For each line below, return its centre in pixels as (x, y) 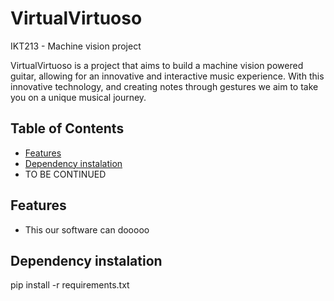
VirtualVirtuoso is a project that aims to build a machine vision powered (157, 65)
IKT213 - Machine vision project (76, 46)
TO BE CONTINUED (65, 174)
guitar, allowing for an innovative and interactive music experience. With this (167, 76)
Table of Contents (67, 128)
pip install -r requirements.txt (70, 285)
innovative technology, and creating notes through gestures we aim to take (164, 86)
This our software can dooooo (87, 229)
